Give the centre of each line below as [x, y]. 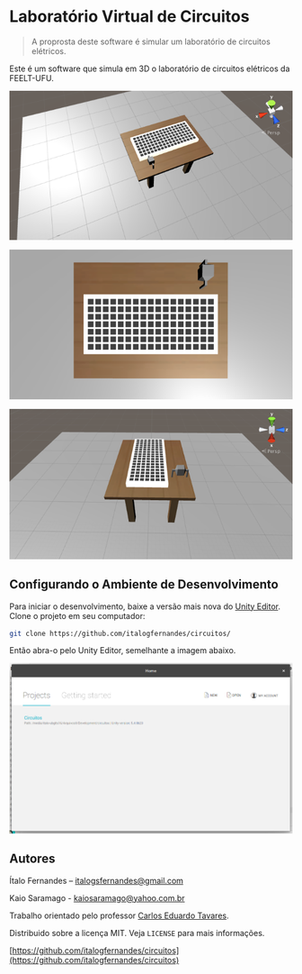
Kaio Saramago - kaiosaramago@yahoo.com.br [98, 897]
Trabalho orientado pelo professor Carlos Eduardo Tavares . [119, 915]
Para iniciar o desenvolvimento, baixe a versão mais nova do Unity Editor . [145, 606]
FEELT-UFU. [31, 77]
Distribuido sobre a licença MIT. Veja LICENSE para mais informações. [137, 933]
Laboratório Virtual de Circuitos [129, 17]
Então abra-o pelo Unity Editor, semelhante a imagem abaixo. [123, 651]
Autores [32, 859]
